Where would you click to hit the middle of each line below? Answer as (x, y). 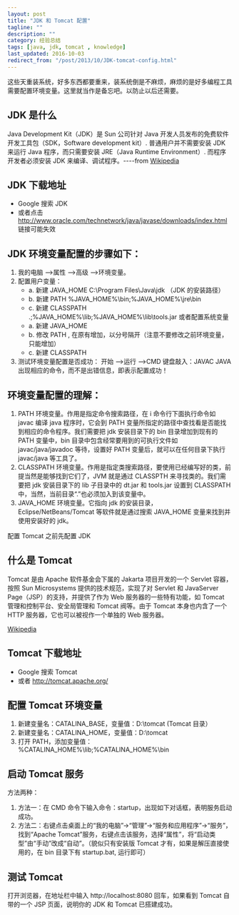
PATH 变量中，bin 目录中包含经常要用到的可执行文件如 (98, 440)
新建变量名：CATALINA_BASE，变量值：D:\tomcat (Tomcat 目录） (115, 724)
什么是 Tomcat (40, 561)
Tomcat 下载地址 (45, 653)
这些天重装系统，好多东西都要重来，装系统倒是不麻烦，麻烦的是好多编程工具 (120, 81)
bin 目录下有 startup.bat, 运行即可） (97, 852)
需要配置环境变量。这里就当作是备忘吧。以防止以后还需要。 (95, 91)
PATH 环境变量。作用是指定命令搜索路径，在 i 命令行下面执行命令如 (117, 414)
